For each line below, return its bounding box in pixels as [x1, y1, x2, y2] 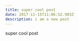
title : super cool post [5, 7, 56, 12]
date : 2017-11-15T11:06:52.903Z [5, 12, 74, 17]
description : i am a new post [5, 16, 70, 21]
